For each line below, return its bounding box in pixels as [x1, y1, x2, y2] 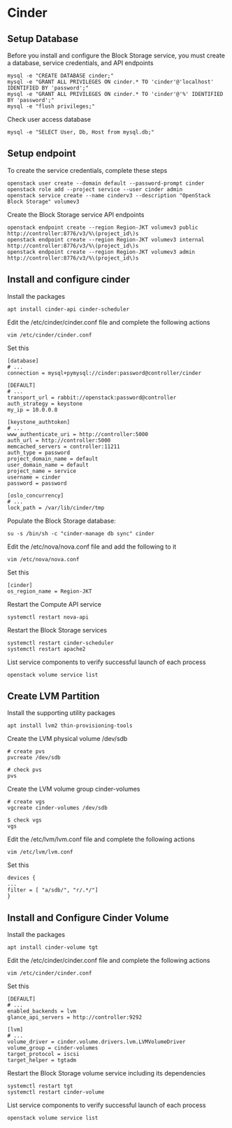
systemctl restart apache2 [7, 645, 86, 652]
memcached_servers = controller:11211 [7, 443, 120, 450]
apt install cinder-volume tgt [7, 944, 99, 951]
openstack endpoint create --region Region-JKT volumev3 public [7, 224, 198, 231]
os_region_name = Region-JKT [7, 588, 92, 595]
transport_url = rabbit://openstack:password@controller [7, 394, 177, 401]
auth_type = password [7, 449, 71, 456]
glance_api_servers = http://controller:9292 [7, 1014, 142, 1021]
